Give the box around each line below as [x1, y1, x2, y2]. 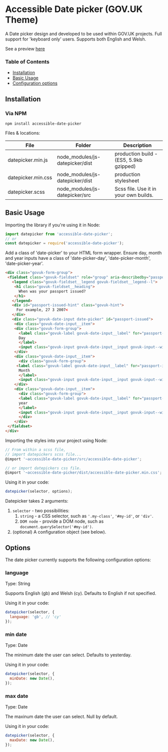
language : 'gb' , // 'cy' [9, 614, 61, 619]
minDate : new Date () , [9, 676, 55, 681]
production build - [114, 150, 158, 157]
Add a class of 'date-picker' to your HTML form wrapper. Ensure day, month [5, 250, 162, 256]
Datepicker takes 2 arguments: [5, 498, 68, 504]
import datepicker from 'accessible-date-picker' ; [5, 231, 113, 236]
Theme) [5, 14, 38, 26]
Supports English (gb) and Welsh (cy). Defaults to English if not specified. [5, 590, 156, 596]
